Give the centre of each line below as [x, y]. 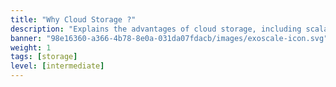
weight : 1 [31, 47]
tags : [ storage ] [44, 57]
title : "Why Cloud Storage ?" [73, 19]
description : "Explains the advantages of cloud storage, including [156, 29]
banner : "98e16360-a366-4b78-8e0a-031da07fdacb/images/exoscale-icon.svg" [169, 38]
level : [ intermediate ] [57, 66]
